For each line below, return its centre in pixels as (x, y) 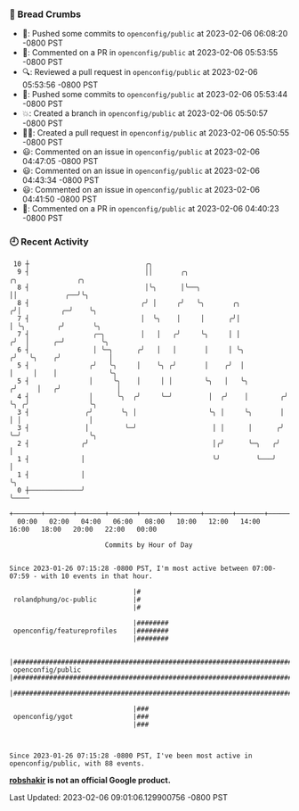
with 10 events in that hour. (97, 576)
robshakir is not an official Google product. (90, 780)
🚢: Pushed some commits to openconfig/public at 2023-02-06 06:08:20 (155, 34)
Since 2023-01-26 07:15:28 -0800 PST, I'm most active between (129, 568)
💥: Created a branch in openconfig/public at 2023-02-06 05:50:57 (145, 113)
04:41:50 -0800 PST (60, 199)
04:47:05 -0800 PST (60, 161)
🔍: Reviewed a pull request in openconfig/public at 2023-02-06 (140, 72)
